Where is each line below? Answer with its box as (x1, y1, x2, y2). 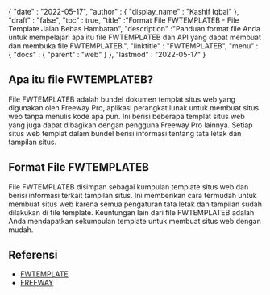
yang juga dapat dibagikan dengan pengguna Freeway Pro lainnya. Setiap (8, 120, 253, 130)
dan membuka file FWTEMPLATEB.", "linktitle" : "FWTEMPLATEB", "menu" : (8, 41, 259, 51)
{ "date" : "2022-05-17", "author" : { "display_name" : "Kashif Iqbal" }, (8, 7, 239, 16)
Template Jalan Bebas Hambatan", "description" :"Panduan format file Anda (8, 24, 260, 33)
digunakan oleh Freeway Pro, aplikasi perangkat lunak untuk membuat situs (8, 102, 260, 112)
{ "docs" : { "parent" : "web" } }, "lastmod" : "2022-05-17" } (8, 50, 206, 59)
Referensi (8, 248, 58, 262)
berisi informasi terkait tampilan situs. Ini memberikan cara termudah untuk (8, 190, 257, 200)
